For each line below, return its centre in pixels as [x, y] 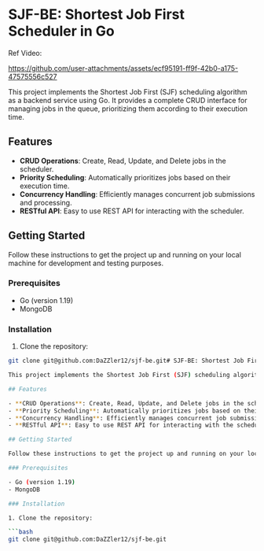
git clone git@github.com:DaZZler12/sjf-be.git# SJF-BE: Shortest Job [126, 361]
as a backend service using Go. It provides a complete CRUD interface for [128, 100]
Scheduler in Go [62, 31]
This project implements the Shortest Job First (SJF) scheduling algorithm [128, 91]
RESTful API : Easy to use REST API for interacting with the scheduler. [132, 211]
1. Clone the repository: [50, 518]
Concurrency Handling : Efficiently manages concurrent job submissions [137, 194]
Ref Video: [25, 53]
